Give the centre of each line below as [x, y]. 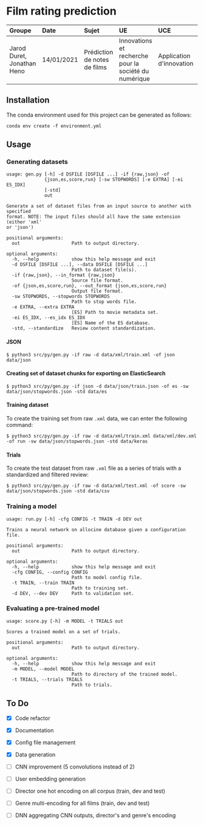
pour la [129, 63]
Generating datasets [37, 162]
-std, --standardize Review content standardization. [84, 328]
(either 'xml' [24, 222]
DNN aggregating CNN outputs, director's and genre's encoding [95, 815]
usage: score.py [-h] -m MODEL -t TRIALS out [65, 621]
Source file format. [97, 280]
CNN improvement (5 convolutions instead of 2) [75, 767]
